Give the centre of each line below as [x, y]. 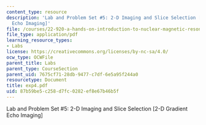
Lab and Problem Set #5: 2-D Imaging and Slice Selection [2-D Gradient [97, 109]
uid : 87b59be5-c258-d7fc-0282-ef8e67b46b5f [63, 91]
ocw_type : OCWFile [30, 57]
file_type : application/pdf [42, 35]
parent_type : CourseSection [42, 69]
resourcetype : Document [37, 80]
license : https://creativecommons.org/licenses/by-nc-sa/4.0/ [87, 52]
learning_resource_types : [39, 40]
